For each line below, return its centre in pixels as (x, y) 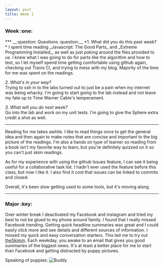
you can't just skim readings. (34, 152)
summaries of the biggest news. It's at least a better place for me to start (78, 246)
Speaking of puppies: (27, 260)
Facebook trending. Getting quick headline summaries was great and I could (82, 225)
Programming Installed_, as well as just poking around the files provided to (80, 52)
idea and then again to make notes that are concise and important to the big (81, 136)
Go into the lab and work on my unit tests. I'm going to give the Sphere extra (82, 112)
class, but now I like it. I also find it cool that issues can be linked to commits (82, 172)
